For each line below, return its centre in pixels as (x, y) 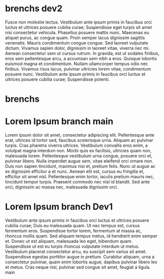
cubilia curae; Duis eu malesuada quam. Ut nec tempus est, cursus (72, 225)
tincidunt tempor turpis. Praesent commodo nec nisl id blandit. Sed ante (78, 182)
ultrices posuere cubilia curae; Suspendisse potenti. (58, 79)
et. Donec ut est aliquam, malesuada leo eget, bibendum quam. (69, 241)
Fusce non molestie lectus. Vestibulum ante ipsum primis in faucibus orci (79, 22)
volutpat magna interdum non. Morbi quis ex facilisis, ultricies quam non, (78, 151)
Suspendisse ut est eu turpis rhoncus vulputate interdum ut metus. (72, 246)
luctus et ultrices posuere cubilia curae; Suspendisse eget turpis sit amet (79, 27)
